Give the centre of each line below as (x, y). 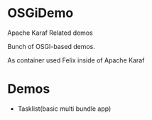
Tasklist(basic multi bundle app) (64, 109)
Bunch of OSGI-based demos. (51, 46)
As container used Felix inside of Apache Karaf (76, 60)
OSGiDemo (40, 13)
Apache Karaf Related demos (50, 33)
